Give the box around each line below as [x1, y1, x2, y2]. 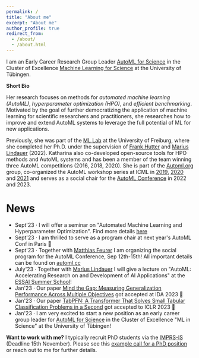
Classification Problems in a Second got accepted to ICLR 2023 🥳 [14, 303, 175, 311]
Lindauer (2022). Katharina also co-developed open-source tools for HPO [6, 149, 187, 156]
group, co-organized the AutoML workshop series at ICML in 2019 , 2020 [6, 168, 184, 175]
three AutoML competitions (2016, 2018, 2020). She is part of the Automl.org [6, 161, 194, 169]
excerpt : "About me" [6, 20, 58, 26]
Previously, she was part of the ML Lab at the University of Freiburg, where [6, 137, 190, 144]
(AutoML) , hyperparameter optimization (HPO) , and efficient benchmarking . [6, 100, 192, 107]
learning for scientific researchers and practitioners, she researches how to [6, 112, 191, 119]
